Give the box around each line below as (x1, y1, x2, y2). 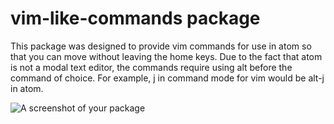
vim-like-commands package (10, 7, 261, 30)
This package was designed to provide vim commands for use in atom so (10, 40, 312, 52)
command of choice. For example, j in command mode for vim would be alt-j (10, 72, 325, 84)
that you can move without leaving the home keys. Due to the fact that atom (10, 50, 323, 62)
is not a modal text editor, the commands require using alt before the (10, 61, 293, 73)
